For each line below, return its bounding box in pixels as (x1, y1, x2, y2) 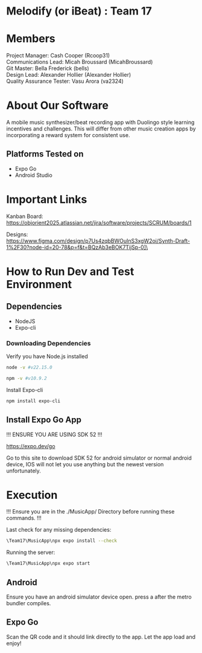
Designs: (6, 231, 28, 238)
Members (6, 32, 55, 46)
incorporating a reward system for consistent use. (6, 132, 130, 139)
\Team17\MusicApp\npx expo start (6, 561, 90, 567)
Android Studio (14, 171, 52, 179)
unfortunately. (6, 467, 41, 474)
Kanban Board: (6, 213, 43, 220)
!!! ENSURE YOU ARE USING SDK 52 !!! (6, 431, 103, 438)
